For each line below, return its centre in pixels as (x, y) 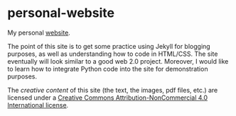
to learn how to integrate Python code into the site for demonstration (108, 69)
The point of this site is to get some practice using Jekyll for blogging (109, 46)
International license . (38, 105)
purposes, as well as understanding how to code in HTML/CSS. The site (113, 54)
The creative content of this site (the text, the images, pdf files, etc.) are (113, 90)
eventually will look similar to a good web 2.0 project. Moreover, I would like (118, 61)
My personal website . (39, 33)
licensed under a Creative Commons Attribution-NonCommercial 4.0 (108, 98)
